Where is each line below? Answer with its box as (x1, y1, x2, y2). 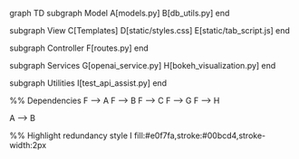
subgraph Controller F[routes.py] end (9, 42, 149, 53)
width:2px (9, 140, 47, 150)
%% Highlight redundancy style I (9, 130, 133, 141)
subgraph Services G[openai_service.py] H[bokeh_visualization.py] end (9, 61, 276, 70)
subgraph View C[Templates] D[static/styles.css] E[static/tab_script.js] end (9, 25, 290, 35)
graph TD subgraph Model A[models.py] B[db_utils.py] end (9, 8, 230, 18)
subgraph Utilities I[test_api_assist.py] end (9, 78, 168, 89)
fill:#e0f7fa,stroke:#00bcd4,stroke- (134, 130, 266, 141)
